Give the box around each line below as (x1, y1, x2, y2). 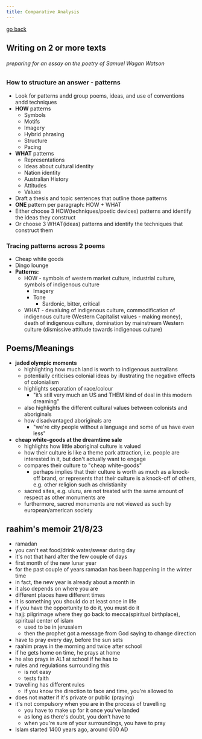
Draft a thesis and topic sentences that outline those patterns (14, 194, 168, 202)
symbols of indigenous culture (24, 281, 99, 288)
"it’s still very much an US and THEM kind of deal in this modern (33, 391, 192, 398)
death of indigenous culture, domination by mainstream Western (24, 319, 184, 326)
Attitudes (24, 181, 47, 189)
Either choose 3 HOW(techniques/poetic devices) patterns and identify (14, 207, 192, 215)
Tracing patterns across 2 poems (6, 242, 106, 250)
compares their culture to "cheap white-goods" (24, 462, 142, 469)
